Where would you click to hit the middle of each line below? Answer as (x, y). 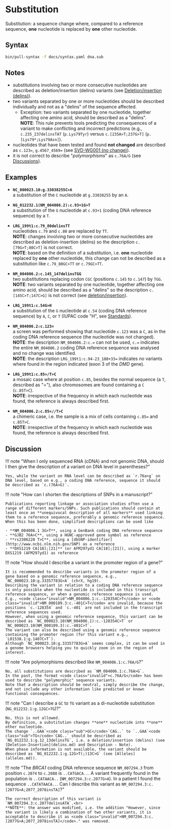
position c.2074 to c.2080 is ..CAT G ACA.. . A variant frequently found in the (82, 773)
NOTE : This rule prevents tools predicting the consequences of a (88, 123)
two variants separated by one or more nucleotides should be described (88, 101)
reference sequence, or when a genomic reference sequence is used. (79, 594)
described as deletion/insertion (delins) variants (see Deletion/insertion (87, 91)
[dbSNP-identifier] (92, 540)
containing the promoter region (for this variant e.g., (67, 635)
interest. (16, 653)
